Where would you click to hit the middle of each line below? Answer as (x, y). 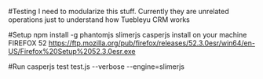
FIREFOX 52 (27, 43)
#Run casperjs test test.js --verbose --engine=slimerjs (96, 66)
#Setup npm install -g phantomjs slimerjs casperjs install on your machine (128, 35)
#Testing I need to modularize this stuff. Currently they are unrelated (119, 11)
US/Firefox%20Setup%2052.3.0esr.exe (72, 51)
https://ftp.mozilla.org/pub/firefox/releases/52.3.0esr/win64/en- (152, 43)
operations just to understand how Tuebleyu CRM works (99, 20)
